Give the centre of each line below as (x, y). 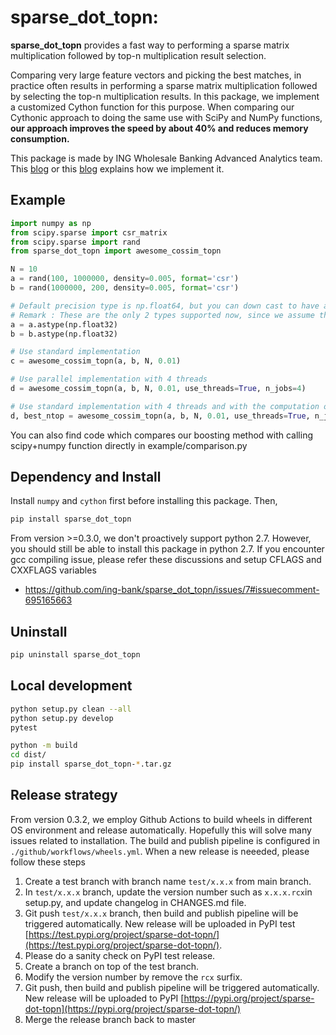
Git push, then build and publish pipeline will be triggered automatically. (172, 987)
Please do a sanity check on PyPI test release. (120, 955)
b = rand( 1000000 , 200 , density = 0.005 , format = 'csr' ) (125, 288)
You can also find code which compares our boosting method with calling (161, 435)
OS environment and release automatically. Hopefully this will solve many (161, 830)
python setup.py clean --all (71, 709)
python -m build (44, 746)
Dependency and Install (86, 477)
